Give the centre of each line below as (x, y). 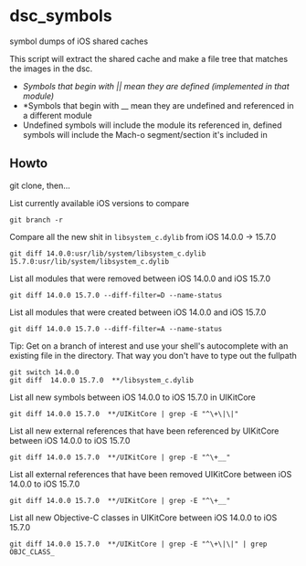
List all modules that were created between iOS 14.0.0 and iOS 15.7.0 (138, 312)
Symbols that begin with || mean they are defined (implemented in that (156, 86)
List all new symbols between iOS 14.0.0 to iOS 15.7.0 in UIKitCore (132, 397)
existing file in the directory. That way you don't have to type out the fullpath (153, 355)
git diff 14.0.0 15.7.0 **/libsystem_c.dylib (102, 380)
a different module (58, 115)
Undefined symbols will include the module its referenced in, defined (152, 125)
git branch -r (37, 220)
